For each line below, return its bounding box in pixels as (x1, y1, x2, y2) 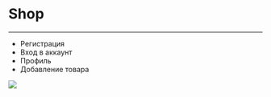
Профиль (19, 55, 52, 65)
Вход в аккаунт (19, 47, 73, 57)
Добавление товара (19, 64, 90, 74)
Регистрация (19, 38, 65, 48)
